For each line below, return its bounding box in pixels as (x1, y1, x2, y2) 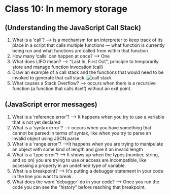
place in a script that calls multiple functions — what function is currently (12, 42, 165, 48)
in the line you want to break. (12, 173, 73, 179)
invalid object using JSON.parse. (12, 135, 81, 142)
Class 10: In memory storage (5, 3, 128, 15)
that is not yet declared (12, 119, 60, 125)
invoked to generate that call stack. (12, 75, 86, 80)
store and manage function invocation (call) (12, 64, 104, 70)
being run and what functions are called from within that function (12, 48, 148, 53)
